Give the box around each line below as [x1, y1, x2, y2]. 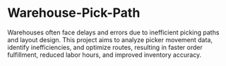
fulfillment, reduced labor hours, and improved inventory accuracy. [7, 51, 202, 59]
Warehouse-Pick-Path [7, 5, 141, 21]
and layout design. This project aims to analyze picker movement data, [7, 35, 213, 44]
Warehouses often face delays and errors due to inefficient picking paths [7, 28, 220, 37]
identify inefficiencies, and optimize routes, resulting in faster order [7, 43, 203, 51]
